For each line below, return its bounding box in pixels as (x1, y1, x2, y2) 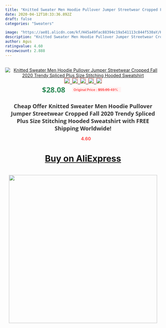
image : (5, 30, 19, 35)
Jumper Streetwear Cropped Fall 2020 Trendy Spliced (10, 109, 156, 118)
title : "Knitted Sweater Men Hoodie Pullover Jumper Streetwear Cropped (5, 7, 158, 12)
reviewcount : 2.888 (5, 48, 45, 53)
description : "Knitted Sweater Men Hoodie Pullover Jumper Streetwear (5, 35, 154, 40)
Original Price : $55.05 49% (73, 87, 119, 92)
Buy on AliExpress (44, 153, 122, 164)
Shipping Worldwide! (54, 124, 112, 132)
